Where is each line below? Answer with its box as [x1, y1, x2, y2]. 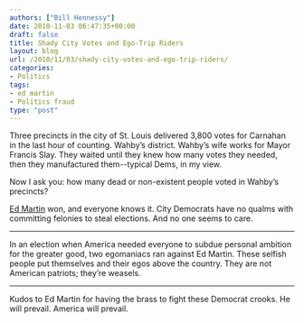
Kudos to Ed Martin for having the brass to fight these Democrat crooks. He [9, 294, 291, 305]
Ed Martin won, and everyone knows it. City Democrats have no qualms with [9, 204, 294, 215]
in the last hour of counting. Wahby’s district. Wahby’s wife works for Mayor [9, 140, 291, 151]
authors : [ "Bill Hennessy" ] [9, 13, 116, 23]
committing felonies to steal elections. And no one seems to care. [9, 213, 253, 224]
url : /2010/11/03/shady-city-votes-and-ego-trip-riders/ [9, 55, 229, 64]
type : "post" [9, 106, 59, 115]
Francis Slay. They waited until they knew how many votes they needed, [9, 150, 278, 161]
